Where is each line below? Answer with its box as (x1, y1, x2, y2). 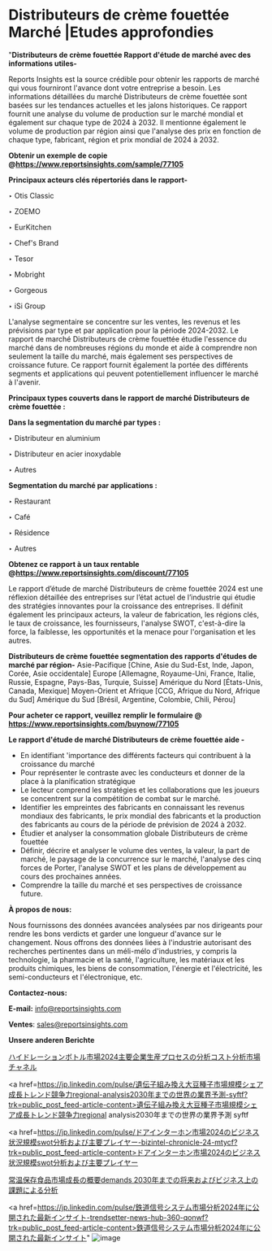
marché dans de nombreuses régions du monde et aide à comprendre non (8, 342, 257, 352)
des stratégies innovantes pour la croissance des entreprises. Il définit (8, 600, 244, 611)
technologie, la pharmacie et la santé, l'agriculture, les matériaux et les (8, 954, 245, 965)
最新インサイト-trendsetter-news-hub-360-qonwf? (36, 1212, 209, 1222)
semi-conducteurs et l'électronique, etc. (8, 972, 143, 982)
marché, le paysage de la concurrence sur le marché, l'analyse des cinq (19, 854, 261, 864)
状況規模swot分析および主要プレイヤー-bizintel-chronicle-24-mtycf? (8, 1137, 238, 1147)
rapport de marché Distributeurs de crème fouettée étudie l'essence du (8, 333, 248, 343)
